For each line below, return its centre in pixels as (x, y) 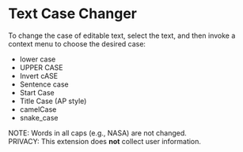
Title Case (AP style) (53, 101)
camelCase (38, 109)
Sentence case (44, 84)
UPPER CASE (41, 67)
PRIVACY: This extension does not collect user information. (105, 141)
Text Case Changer (72, 14)
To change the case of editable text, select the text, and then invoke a (122, 35)
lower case (38, 59)
